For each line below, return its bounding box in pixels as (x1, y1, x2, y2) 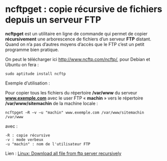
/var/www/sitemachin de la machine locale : (5, 100, 98, 106)
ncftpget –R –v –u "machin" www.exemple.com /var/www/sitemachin (5, 110, 144, 115)
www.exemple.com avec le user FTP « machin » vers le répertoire (5, 95, 143, 101)
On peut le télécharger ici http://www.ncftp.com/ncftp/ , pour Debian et (5, 56, 150, 62)
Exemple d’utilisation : (5, 80, 50, 86)
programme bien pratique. (5, 46, 59, 52)
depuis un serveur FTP (5, 14, 101, 25)
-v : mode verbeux (5, 137, 43, 142)
